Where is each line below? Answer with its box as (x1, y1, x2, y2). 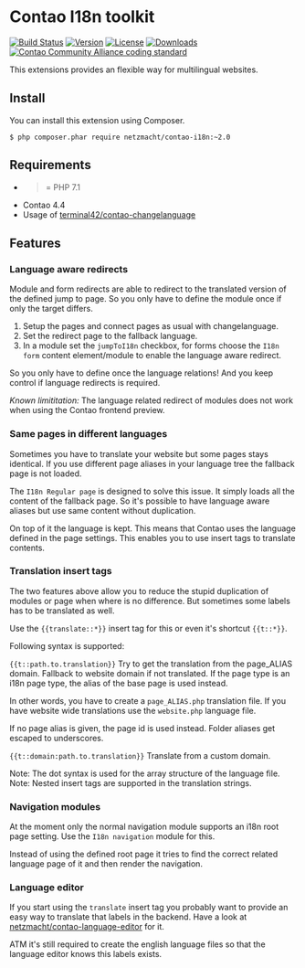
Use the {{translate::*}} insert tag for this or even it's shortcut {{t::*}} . (9, 622, 288, 633)
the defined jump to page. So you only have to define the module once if (9, 293, 282, 304)
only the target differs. (9, 303, 93, 314)
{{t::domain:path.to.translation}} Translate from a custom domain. (9, 750, 271, 761)
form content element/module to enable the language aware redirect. (22, 350, 281, 361)
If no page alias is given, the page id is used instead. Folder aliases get (9, 722, 276, 733)
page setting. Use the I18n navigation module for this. (9, 831, 216, 842)
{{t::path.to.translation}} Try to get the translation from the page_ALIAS (9, 658, 293, 669)
